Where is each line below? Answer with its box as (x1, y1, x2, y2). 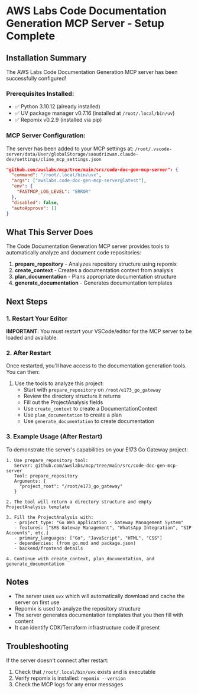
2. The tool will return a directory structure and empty (6, 499, 152, 505)
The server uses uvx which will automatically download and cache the (14, 593, 185, 600)
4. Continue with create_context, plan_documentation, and (6, 556, 155, 561)
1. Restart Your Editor (6, 314, 68, 322)
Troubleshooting (6, 641, 69, 651)
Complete (6, 30, 56, 43)
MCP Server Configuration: (6, 131, 86, 140)
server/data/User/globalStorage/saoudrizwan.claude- (6, 151, 139, 157)
